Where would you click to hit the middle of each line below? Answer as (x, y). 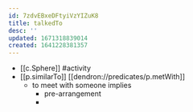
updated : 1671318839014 (48, 38)
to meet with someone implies (82, 86)
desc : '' (23, 30)
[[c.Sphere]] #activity (55, 68)
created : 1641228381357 (48, 46)
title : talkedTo (35, 23)
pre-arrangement (73, 94)
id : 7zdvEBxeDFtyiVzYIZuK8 (53, 16)
